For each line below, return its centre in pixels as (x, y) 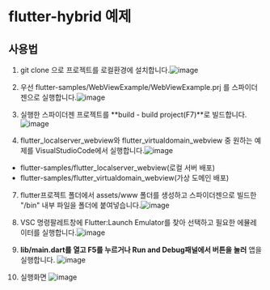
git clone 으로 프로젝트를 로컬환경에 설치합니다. (95, 70)
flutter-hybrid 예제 (70, 17)
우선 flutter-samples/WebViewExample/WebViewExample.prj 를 (125, 87)
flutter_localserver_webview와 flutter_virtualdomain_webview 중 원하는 (136, 140)
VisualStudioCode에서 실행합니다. (90, 150)
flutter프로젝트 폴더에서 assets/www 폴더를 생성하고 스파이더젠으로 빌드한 (138, 195)
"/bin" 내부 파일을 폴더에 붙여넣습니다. (80, 205)
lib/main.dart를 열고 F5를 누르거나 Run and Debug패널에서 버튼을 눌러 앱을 (141, 249)
